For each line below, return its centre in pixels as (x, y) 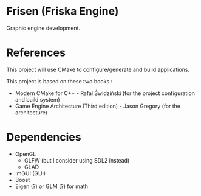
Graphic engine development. (43, 28)
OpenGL (26, 154)
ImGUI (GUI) (30, 173)
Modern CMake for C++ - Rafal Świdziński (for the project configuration (105, 93)
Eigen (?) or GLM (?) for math (52, 186)
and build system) (38, 99)
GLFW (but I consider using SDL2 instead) (77, 160)
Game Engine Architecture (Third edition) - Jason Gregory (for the (98, 106)
